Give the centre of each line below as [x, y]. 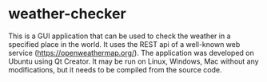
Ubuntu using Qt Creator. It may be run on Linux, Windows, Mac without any [133, 61]
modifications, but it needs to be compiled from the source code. [115, 69]
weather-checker [67, 14]
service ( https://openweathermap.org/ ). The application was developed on [131, 53]
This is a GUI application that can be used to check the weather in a [120, 36]
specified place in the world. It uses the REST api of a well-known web [124, 44]
